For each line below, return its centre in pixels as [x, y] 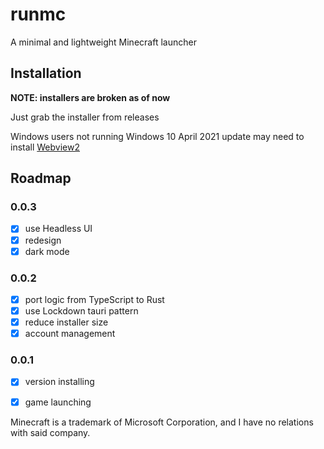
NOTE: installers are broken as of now [90, 97]
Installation [46, 73]
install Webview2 [45, 147]
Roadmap [41, 178]
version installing [59, 382]
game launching [58, 402]
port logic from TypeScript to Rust [94, 299]
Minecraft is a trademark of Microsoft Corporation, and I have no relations [162, 422]
